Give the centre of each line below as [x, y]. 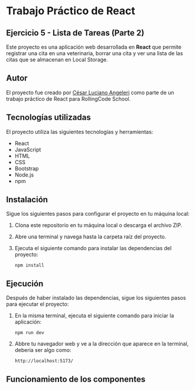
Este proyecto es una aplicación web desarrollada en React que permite [94, 47]
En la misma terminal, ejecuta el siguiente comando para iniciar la [94, 316]
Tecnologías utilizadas [48, 118]
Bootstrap [27, 168]
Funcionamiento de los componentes [76, 379]
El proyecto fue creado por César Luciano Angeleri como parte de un [90, 92]
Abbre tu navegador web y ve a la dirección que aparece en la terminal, [102, 344]
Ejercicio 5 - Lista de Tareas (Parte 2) [75, 33]
